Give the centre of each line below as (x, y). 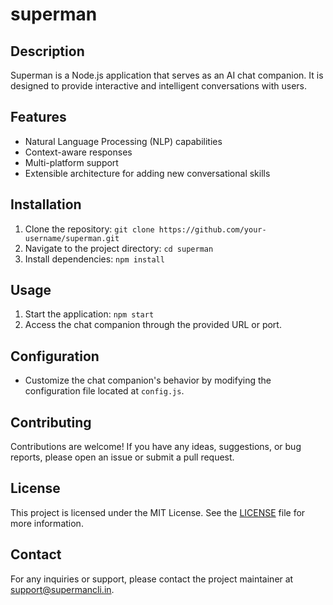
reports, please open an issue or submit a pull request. (122, 457)
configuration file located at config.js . (104, 391)
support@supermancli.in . (62, 589)
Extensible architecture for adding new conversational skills (147, 173)
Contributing (51, 422)
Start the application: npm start (89, 314)
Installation (46, 204)
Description (47, 51)
